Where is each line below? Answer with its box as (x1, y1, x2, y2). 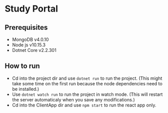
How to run (5, 62, 40, 71)
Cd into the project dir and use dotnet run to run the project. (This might (12, 75, 162, 81)
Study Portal (5, 3, 59, 15)
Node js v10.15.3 (12, 42, 46, 48)
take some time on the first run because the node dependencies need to (12, 80, 162, 86)
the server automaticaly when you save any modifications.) (12, 96, 135, 102)
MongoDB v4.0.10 (12, 36, 49, 42)
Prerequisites (5, 23, 48, 32)
